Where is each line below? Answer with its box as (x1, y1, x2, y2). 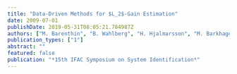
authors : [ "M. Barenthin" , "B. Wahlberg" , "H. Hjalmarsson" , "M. (7, 30, 204, 37)
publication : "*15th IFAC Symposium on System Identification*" (7, 56, 200, 63)
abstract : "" (7, 43, 46, 50)
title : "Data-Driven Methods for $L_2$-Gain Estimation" (7, 10, 178, 18)
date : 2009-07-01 (7, 17, 59, 24)
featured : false (7, 50, 55, 57)
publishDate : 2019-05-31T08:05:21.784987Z (7, 23, 134, 30)
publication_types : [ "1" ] (7, 37, 83, 44)
